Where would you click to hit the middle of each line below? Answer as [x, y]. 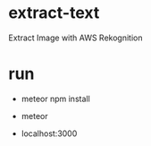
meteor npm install [55, 99]
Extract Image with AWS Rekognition [75, 38]
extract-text [54, 13]
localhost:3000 [49, 133]
